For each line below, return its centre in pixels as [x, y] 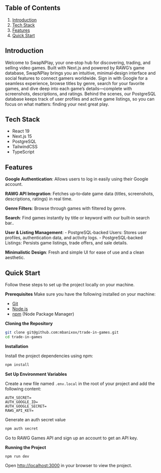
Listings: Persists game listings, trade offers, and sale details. [67, 243]
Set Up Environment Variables [36, 374]
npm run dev [17, 456]
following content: [23, 388]
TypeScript [23, 152]
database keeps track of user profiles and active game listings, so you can [80, 99]
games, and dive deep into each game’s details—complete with [69, 88]
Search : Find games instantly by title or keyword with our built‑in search [77, 218]
